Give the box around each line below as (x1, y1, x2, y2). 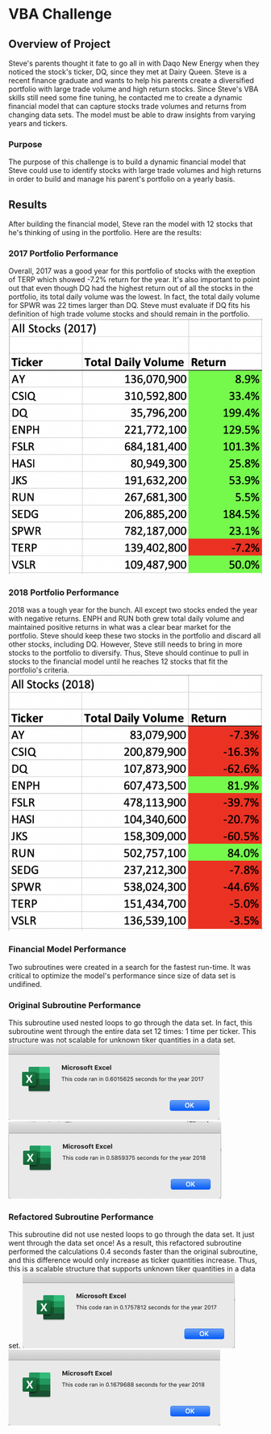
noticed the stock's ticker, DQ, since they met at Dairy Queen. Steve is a (8, 67, 248, 77)
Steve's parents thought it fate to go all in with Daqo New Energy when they (8, 58, 260, 68)
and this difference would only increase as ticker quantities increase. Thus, (8, 1255, 258, 1265)
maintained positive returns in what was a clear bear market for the (8, 622, 231, 632)
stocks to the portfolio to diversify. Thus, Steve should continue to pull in (8, 648, 249, 658)
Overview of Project (8, 37, 111, 51)
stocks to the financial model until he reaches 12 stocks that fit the (8, 656, 228, 667)
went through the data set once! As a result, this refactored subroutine (8, 1238, 242, 1248)
